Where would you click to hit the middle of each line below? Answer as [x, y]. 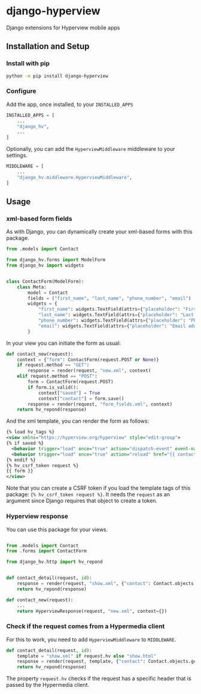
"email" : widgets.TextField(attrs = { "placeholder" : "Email [112, 326]
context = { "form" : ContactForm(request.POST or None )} [88, 360]
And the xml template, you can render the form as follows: [78, 421]
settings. [17, 155]
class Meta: [32, 287]
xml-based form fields [39, 219]
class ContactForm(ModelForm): [45, 281]
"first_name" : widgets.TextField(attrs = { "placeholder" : [109, 310]
